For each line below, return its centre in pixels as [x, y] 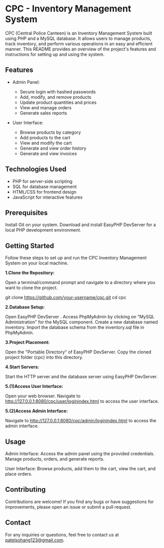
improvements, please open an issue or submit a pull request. [68, 507]
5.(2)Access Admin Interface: [37, 411]
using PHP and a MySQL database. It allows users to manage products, [78, 38]
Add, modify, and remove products [56, 97]
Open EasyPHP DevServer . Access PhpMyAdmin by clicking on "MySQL [80, 317]
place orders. [19, 474]
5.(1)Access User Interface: [34, 386]
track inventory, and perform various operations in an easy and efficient [79, 43]
